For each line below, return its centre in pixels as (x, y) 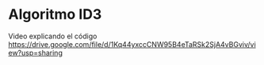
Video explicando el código (53, 36)
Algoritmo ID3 (55, 14)
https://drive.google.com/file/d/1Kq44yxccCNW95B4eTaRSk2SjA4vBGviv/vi (132, 44)
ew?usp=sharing (36, 52)
